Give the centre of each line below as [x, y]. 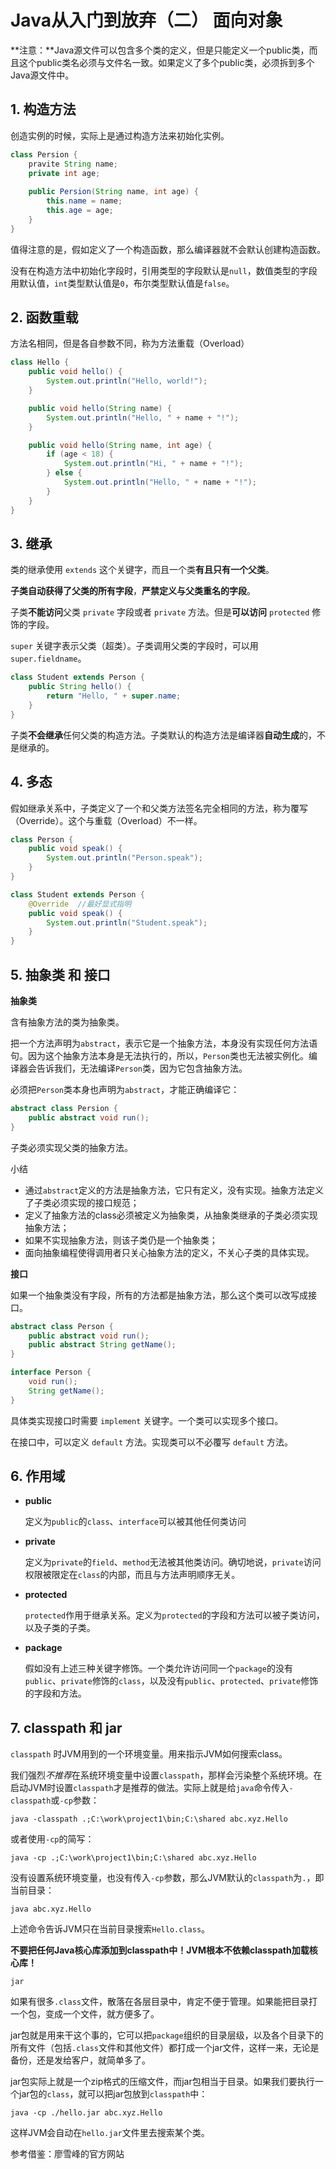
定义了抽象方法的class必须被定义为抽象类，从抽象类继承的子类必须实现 [171, 1215]
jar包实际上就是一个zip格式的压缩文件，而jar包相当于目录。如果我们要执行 [162, 2082]
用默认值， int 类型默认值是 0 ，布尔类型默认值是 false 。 [122, 283]
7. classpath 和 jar [66, 1727]
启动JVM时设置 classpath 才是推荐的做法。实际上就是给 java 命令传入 [150, 1788]
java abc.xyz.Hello [51, 1909]
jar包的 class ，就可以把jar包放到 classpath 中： [113, 2094]
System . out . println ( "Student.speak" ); [127, 922]
